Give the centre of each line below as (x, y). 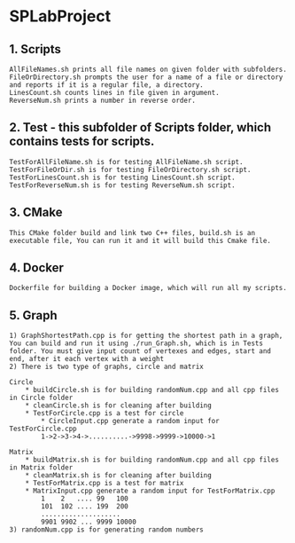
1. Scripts (35, 49)
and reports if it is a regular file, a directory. (106, 85)
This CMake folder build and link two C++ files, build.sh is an (132, 232)
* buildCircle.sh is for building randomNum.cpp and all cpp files (152, 390)
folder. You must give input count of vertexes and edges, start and (140, 351)
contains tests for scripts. (82, 142)
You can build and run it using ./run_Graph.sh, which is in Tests (136, 343)
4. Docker (37, 268)
